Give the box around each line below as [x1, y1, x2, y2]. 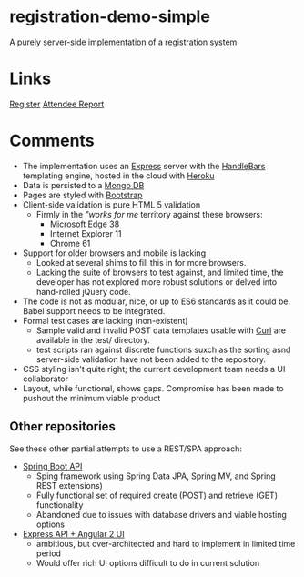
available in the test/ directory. [35, 334, 150, 345]
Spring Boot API [22, 461, 83, 471]
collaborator [22, 373, 69, 384]
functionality [35, 499, 84, 511]
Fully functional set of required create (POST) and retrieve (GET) [35, 490, 279, 501]
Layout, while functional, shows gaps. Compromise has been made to [22, 382, 284, 393]
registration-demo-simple [9, 6, 211, 27]
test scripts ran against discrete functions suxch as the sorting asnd [35, 344, 291, 355]
